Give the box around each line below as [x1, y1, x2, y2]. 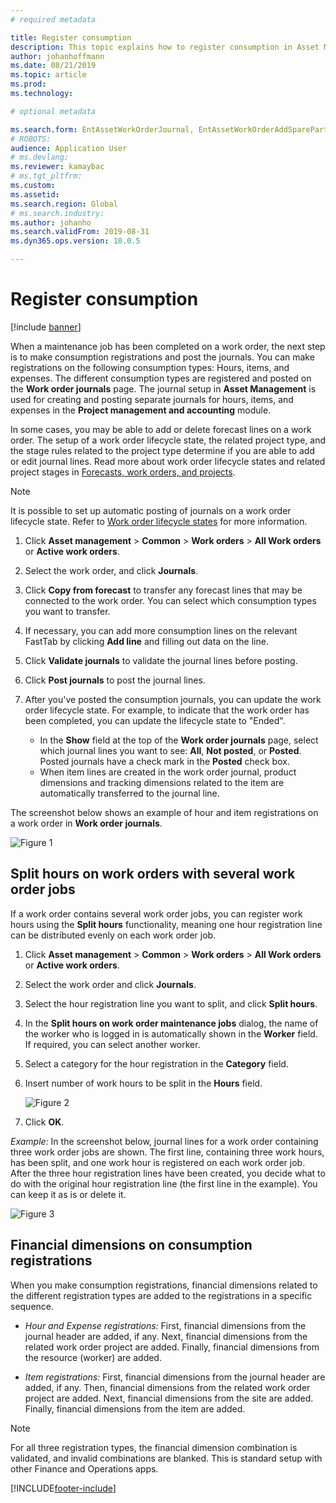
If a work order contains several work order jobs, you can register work [10, 907, 303, 920]
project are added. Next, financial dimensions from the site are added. [24, 1392, 314, 1404]
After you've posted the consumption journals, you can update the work [24, 693, 322, 705]
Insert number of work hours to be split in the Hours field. [24, 1077, 263, 1089]
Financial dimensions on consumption [10, 1237, 253, 1254]
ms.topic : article [10, 70, 87, 80]
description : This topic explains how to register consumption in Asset [10, 42, 320, 52]
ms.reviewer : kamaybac [10, 162, 105, 172]
